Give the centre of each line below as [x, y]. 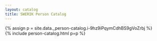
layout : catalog [21, 10]
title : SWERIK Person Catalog [36, 14]
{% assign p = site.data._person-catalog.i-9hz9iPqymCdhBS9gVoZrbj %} [79, 28]
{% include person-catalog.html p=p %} [45, 33]
